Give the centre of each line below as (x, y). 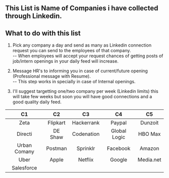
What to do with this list (43, 33)
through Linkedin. (33, 16)
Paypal (118, 123)
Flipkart (57, 123)
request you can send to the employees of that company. (72, 51)
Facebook (119, 148)
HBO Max (149, 134)
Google (118, 160)
